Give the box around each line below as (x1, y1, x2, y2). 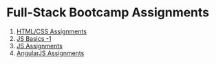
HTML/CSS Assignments (16, 27, 87, 35)
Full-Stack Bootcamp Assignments (6, 5, 210, 20)
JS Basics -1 (16, 34, 52, 42)
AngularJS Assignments (16, 49, 85, 57)
